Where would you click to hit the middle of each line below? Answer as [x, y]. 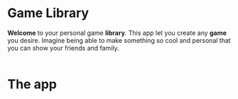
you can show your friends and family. [63, 48]
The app [32, 84]
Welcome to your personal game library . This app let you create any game [117, 33]
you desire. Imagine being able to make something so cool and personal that [119, 40]
